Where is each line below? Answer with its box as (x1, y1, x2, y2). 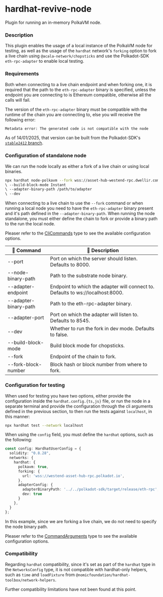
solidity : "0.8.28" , (9, 451, 51, 456)
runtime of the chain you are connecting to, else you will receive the (5, 111, 141, 117)
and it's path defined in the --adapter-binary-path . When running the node (5, 211, 155, 217)
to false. (50, 331, 69, 338)
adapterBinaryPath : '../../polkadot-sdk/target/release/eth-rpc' (22, 487, 158, 492)
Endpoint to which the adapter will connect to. (50, 283, 155, 290)
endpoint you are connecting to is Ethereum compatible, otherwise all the (5, 91, 151, 98)
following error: (5, 117, 36, 123)
